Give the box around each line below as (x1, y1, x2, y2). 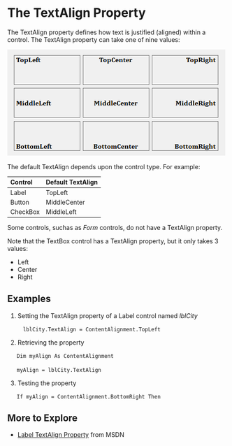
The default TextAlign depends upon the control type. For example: (7, 162, 201, 171)
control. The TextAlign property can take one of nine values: (7, 35, 180, 43)
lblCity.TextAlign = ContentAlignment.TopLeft (22, 326, 161, 333)
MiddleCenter (45, 198, 85, 206)
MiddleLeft (45, 208, 77, 216)
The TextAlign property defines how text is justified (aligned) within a (7, 28, 206, 36)
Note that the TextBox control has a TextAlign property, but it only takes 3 (7, 236, 219, 245)
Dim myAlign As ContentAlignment (16, 352, 114, 359)
